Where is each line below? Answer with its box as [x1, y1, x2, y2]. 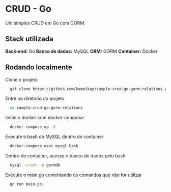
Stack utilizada [5, 35, 53, 43]
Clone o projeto [5, 76, 38, 83]
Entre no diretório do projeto [5, 95, 65, 102]
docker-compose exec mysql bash [10, 144, 79, 149]
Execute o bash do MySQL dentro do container [5, 133, 104, 140]
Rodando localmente [5, 63, 72, 72]
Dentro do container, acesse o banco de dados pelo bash [5, 153, 126, 159]
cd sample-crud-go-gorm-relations [10, 105, 83, 111]
